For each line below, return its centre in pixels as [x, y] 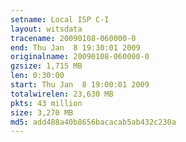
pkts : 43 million [46, 103]
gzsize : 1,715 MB [46, 66]
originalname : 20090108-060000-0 [80, 57]
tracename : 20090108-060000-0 [73, 38]
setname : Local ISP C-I [60, 19]
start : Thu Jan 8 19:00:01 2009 [80, 85]
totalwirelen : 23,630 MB [62, 94]
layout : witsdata [46, 29]
